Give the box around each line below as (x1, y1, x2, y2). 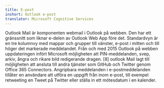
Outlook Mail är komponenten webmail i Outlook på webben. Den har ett (5, 30, 152, 36)
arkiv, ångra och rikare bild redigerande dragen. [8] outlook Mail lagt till (5, 56, 150, 62)
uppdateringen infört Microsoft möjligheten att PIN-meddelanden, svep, (5, 51, 151, 57)
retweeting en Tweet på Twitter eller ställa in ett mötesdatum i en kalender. (5, 77, 157, 83)
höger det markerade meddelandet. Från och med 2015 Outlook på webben (5, 45, 159, 52)
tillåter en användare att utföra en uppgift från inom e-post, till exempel (5, 72, 149, 78)
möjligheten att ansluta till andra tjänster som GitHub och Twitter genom (5, 61, 151, 67)
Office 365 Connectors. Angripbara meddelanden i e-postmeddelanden (5, 67, 151, 73)
